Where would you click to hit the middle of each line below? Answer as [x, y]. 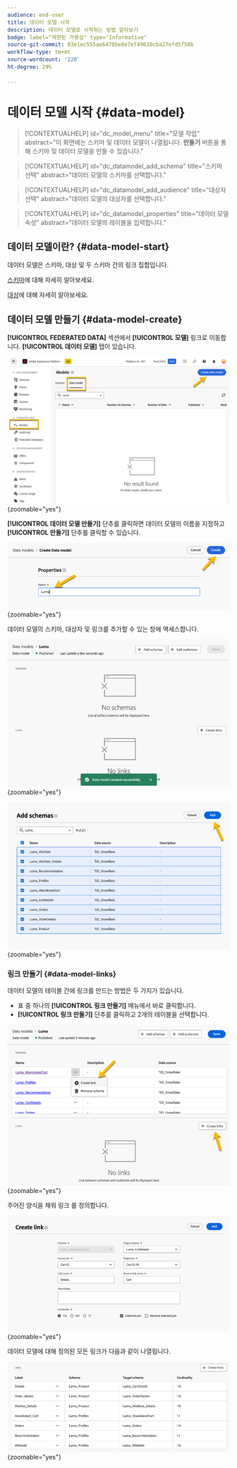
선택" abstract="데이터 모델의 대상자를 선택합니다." [96, 198]
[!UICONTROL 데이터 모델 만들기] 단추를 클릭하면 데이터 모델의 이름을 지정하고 [116, 523]
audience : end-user [36, 15]
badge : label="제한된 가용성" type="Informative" [77, 37]
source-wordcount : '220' [44, 60]
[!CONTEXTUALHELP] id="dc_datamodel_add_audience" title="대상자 [125, 190]
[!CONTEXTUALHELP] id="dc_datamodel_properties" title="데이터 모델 [127, 213]
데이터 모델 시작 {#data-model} [96, 112]
